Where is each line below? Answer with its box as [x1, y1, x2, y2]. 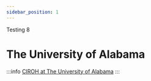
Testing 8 [6, 26, 30, 33]
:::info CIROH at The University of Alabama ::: [6, 67, 120, 75]
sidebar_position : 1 [6, 9, 59, 15]
